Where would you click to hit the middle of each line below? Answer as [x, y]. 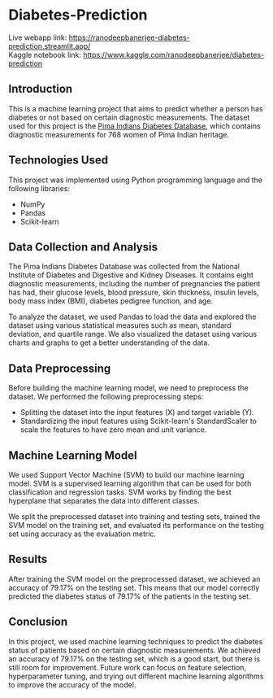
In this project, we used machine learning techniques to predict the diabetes [136, 641]
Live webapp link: [38, 37]
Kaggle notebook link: [45, 55]
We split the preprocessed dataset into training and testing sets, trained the [134, 517]
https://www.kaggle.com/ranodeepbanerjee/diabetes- [173, 55]
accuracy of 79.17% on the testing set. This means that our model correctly [134, 587]
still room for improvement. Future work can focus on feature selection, [127, 667]
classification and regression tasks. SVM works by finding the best [120, 492]
